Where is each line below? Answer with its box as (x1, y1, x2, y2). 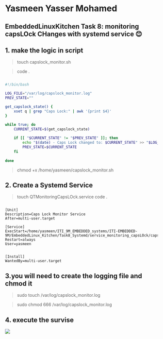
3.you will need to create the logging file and (5, 271, 142, 280)
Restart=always (5, 237, 36, 242)
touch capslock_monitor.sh (16, 59, 71, 65)
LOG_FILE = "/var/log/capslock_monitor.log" (5, 91, 92, 96)
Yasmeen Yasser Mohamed (5, 3, 117, 14)
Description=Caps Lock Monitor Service (5, 212, 86, 217)
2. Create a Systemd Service (5, 181, 93, 189)
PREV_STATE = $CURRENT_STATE (22, 145, 77, 150)
